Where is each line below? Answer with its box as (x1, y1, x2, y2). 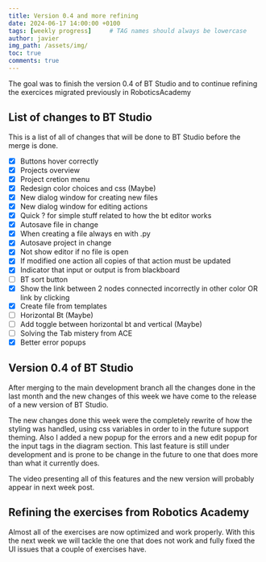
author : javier (8, 34, 60, 43)
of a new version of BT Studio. (8, 399, 109, 409)
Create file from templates (19, 301, 107, 311)
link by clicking (19, 292, 70, 302)
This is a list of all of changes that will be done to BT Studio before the (8, 132, 241, 142)
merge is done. (8, 140, 59, 150)
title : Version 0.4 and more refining (8, 11, 139, 20)
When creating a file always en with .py (19, 229, 151, 238)
